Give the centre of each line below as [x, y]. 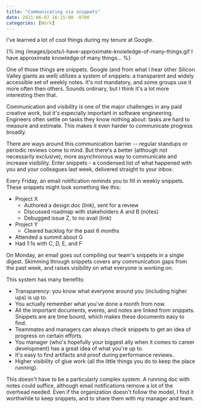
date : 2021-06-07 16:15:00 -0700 [48, 17]
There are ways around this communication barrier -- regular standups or [97, 144]
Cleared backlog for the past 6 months [72, 231]
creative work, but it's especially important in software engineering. [90, 113]
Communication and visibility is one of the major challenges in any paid [94, 107]
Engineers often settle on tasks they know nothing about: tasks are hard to [98, 119]
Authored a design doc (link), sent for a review [81, 205]
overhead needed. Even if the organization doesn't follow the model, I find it [100, 392]
